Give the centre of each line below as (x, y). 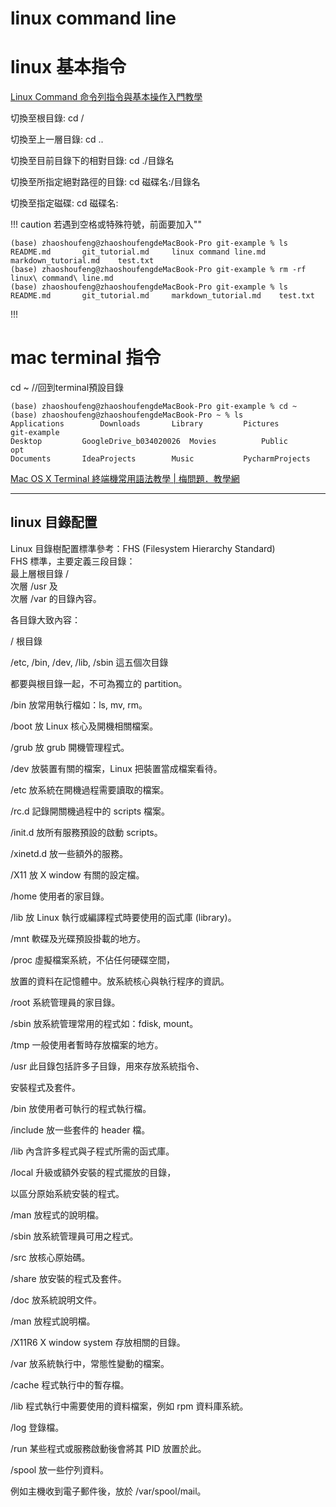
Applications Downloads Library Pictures (145, 424)
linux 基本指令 (68, 67)
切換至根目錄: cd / (47, 118)
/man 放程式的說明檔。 (57, 1214)
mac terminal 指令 (86, 358)
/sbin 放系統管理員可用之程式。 (74, 1236)
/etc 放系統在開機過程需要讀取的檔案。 (90, 789)
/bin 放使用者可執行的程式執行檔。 (81, 1108)
